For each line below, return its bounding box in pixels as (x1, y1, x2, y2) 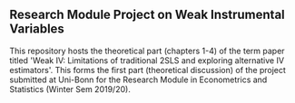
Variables (9, 22, 65, 37)
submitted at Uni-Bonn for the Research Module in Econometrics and (9, 74, 268, 85)
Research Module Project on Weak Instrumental (9, 7, 286, 23)
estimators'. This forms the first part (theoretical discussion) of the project (9, 64, 286, 75)
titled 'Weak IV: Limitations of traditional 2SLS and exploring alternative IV (9, 54, 284, 66)
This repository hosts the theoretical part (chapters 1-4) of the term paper (9, 45, 285, 56)
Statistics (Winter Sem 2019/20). (9, 83, 132, 94)
